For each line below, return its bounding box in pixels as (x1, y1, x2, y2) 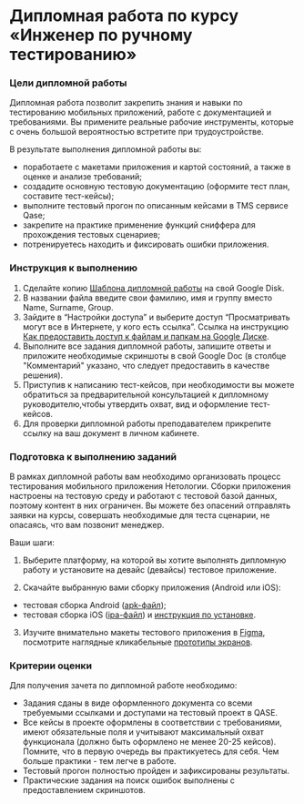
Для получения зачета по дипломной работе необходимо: (9, 680, 238, 691)
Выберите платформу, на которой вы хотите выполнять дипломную (22, 555, 287, 565)
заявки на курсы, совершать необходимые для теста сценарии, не (9, 510, 270, 521)
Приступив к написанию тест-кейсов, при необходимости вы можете (22, 379, 295, 390)
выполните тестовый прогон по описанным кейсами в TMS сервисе (22, 200, 289, 211)
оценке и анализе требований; (22, 171, 143, 182)
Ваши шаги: (9, 537, 55, 548)
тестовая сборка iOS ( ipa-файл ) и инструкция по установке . (22, 609, 257, 620)
